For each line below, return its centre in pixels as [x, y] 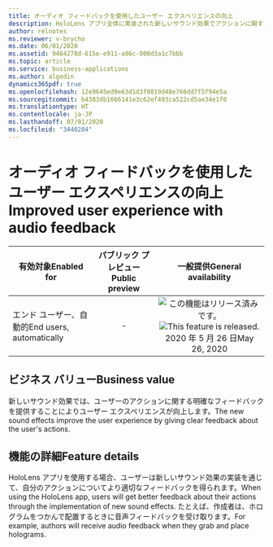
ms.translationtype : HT [49, 107]
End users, [49, 326]
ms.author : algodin [41, 77]
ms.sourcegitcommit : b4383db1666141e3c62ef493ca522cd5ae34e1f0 [118, 99]
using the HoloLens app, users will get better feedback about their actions [132, 497]
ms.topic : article [39, 62]
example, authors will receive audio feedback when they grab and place [129, 526]
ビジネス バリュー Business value [92, 380]
